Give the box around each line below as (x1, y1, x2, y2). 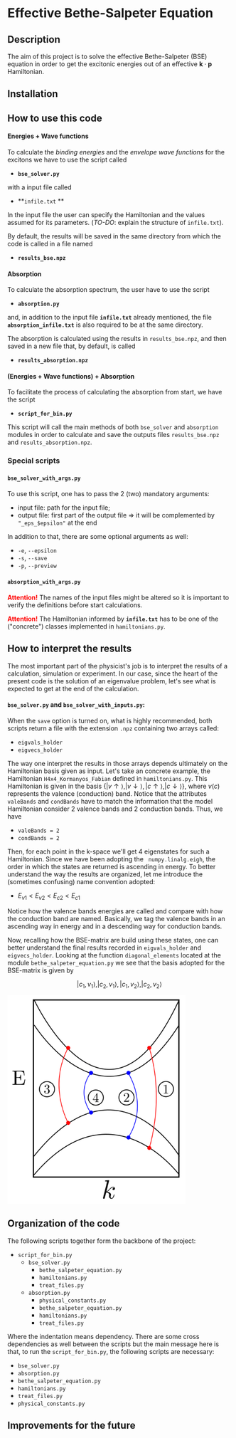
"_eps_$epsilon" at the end (17, 518, 97, 527)
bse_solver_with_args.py (7, 475, 81, 482)
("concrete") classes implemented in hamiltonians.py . (7, 621, 166, 631)
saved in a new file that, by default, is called (7, 342, 136, 350)
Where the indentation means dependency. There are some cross (7, 1332, 200, 1340)
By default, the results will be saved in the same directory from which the (7, 231, 222, 240)
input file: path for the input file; (17, 503, 111, 512)
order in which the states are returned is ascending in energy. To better (7, 862, 216, 871)
